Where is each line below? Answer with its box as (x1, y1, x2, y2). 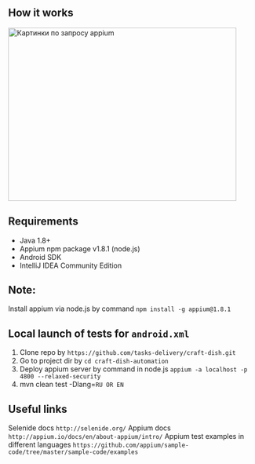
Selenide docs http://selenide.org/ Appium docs (8, 423, 171, 433)
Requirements (8, 215, 78, 228)
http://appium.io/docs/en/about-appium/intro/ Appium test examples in (8, 432, 245, 441)
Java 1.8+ (19, 236, 51, 245)
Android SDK (19, 252, 62, 261)
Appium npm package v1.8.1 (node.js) (19, 243, 140, 254)
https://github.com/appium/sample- (72, 441, 190, 450)
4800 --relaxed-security (19, 373, 101, 381)
